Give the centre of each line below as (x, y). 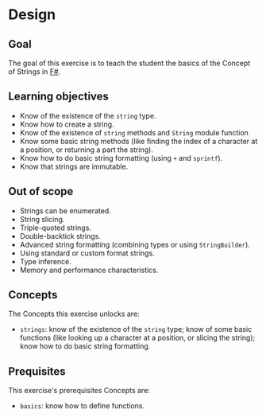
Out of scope (41, 191)
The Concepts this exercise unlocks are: (74, 314)
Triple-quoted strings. (55, 228)
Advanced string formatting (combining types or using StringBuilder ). (135, 244)
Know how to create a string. (67, 124)
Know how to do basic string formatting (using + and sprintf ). (121, 158)
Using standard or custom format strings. (87, 253)
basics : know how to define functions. (82, 406)
